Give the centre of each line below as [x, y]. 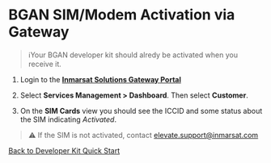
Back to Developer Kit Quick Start [64, 150]
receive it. [45, 64]
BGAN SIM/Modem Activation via [122, 15]
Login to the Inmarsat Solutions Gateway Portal [101, 79]
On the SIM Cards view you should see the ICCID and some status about [141, 111]
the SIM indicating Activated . [68, 119]
